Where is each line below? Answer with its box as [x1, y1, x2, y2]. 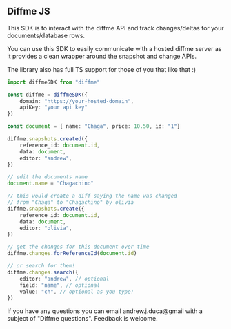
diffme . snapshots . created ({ [7, 135, 88, 142]
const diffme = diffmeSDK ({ [7, 91, 88, 98]
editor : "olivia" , [19, 225, 72, 232]
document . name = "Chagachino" [7, 180, 94, 187]
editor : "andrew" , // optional [19, 275, 110, 282]
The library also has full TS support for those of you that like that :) [7, 65, 197, 73]
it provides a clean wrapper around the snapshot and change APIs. [7, 52, 197, 60]
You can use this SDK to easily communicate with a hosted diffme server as [7, 44, 222, 53]
